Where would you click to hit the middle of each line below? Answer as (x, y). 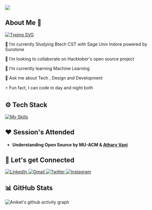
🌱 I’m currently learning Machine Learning (47, 68)
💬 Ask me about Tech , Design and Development (54, 78)
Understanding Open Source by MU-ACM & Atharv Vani (70, 145)
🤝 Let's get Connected (40, 160)
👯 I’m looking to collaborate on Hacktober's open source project (70, 59)
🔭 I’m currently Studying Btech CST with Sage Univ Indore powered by (76, 44)
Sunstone (15, 49)
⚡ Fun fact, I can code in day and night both (49, 87)
